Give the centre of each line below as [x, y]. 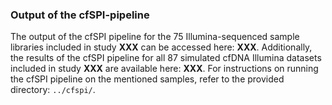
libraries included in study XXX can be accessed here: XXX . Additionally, [161, 47]
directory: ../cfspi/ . [53, 90]
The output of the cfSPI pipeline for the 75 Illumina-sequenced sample [155, 37]
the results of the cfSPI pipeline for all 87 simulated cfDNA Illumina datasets [166, 58]
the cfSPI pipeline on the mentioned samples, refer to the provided [147, 79]
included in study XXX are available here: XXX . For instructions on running [164, 69]
